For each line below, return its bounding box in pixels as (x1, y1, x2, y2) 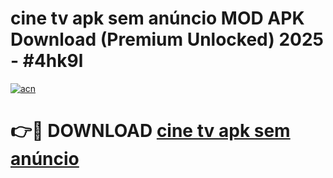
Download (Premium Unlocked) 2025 (10, 28, 325, 51)
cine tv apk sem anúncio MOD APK (10, 7, 305, 30)
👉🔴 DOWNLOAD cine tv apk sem (10, 120, 291, 142)
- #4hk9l (10, 50, 84, 72)
